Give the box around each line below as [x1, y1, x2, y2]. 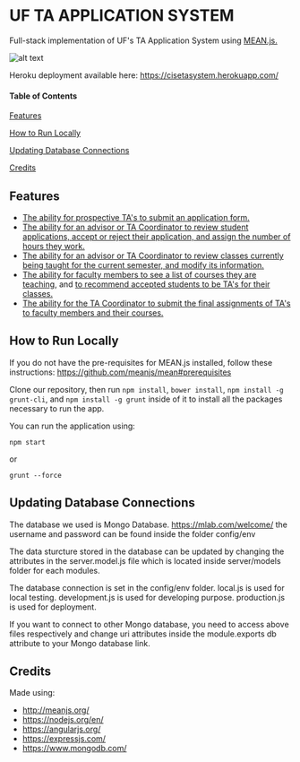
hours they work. [21, 240, 85, 251]
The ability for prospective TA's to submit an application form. [21, 212, 251, 222]
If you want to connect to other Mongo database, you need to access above [9, 619, 289, 629]
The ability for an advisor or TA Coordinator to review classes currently [21, 250, 284, 261]
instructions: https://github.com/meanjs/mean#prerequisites [9, 367, 232, 377]
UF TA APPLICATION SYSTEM [9, 5, 235, 26]
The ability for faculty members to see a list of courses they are [21, 269, 257, 280]
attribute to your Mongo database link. [9, 637, 150, 648]
